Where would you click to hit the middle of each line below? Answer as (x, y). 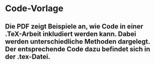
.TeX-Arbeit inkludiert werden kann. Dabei (71, 34)
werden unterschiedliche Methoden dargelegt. (77, 41)
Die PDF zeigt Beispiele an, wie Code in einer (74, 26)
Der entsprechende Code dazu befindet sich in (78, 49)
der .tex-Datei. (28, 56)
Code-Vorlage (34, 8)
